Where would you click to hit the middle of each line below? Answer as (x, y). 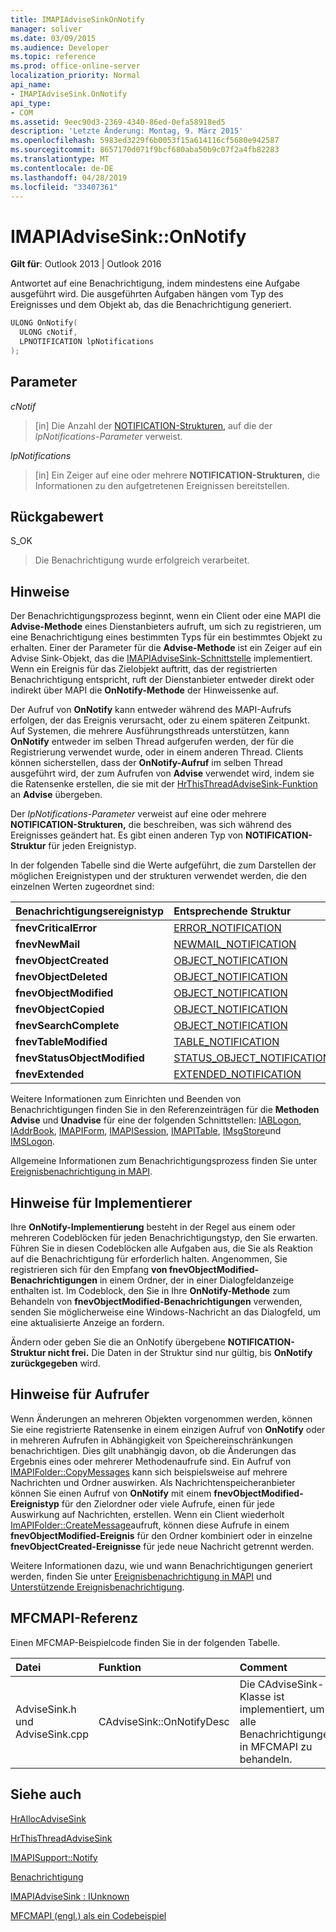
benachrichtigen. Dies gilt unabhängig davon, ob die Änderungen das (153, 1450)
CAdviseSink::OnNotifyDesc (164, 1721)
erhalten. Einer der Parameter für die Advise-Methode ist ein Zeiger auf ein (166, 648)
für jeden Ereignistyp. (92, 846)
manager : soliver (46, 29)
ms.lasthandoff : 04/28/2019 (69, 177)
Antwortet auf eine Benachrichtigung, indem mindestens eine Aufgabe (155, 283)
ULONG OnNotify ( (44, 323)
